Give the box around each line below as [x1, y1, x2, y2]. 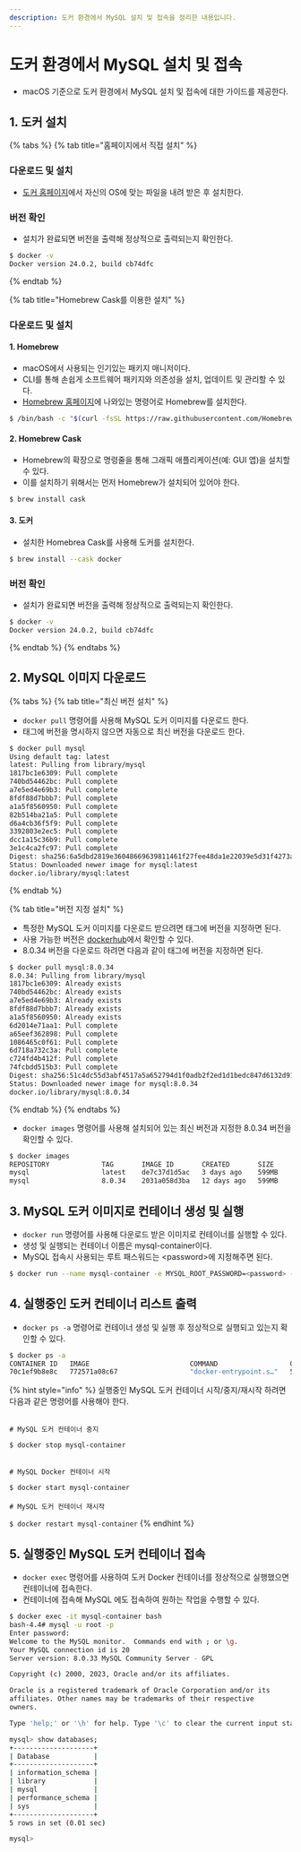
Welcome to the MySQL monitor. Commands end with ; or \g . [9, 1637, 239, 1646]
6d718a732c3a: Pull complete [9, 1046, 118, 1055]
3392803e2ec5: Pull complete [9, 827, 118, 836]
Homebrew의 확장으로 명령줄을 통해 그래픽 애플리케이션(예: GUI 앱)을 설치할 [21, 454, 291, 465]
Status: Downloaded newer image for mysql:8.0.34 [9, 1079, 199, 1089]
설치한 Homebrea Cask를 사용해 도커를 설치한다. [21, 537, 194, 547]
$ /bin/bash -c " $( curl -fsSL [9, 414, 123, 423]
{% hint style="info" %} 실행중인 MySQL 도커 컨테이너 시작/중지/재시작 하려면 [9, 1385, 287, 1396]
